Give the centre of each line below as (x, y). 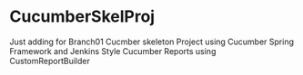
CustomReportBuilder (50, 61)
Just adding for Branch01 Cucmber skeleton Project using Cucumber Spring (151, 42)
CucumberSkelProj (82, 17)
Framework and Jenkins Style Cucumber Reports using (113, 51)
